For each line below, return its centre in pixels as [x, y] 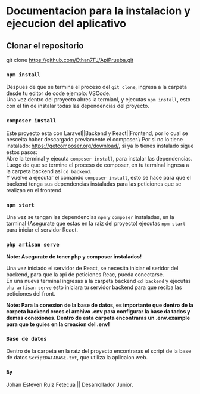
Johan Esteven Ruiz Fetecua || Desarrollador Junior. [70, 384]
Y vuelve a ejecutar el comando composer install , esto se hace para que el [99, 177]
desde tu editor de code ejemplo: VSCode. [58, 93]
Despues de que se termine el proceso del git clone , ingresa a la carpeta [97, 87]
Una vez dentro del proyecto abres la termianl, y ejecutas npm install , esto [99, 100]
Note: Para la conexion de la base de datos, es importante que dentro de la [100, 305]
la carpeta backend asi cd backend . [49, 171]
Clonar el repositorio [45, 46]
